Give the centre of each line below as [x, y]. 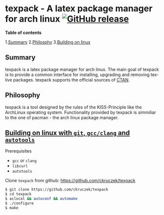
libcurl [20, 166]
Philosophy [23, 95]
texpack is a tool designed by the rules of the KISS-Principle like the [73, 107]
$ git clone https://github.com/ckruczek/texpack [57, 189]
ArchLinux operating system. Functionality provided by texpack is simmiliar [81, 112]
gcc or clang [24, 161]
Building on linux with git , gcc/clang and [68, 133]
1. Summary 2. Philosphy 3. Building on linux [48, 42]
